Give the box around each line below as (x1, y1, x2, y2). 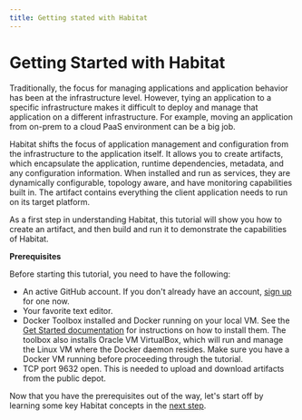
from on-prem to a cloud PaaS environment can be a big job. (9, 121, 236, 132)
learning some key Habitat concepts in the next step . (9, 400, 207, 411)
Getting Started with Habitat (9, 52, 226, 73)
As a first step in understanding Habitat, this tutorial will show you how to (9, 214, 283, 225)
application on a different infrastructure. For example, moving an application (9, 111, 293, 122)
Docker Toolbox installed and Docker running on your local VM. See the (22, 315, 290, 326)
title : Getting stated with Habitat (9, 13, 148, 23)
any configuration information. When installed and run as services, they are (9, 167, 291, 178)
